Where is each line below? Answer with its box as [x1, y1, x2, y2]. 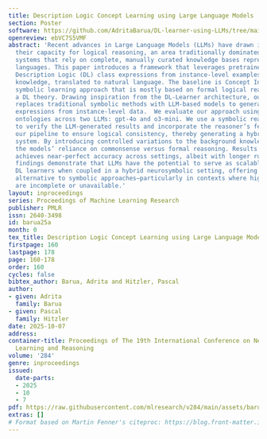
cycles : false [8, 270, 56, 278]
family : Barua [15, 300, 62, 308]
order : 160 [8, 263, 44, 271]
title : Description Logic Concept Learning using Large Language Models [8, 11, 254, 20]
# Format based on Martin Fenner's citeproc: [8, 418, 161, 426]
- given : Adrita [8, 293, 62, 301]
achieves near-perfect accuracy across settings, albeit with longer [15, 152, 250, 160]
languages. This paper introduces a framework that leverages [15, 64, 226, 72]
